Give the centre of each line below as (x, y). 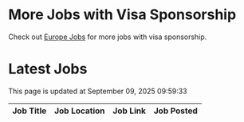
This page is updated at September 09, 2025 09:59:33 (98, 91)
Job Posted (175, 111)
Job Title (30, 111)
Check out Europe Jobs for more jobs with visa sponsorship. (108, 37)
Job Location (80, 111)
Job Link (129, 111)
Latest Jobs (48, 69)
